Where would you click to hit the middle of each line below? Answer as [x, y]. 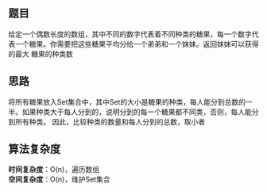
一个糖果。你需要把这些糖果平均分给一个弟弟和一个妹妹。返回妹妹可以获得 [137, 44]
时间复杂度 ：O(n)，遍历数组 [54, 170]
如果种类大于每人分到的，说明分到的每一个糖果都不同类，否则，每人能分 [140, 112]
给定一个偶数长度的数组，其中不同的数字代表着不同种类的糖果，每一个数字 [130, 34]
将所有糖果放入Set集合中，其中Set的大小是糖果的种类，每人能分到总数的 [127, 101]
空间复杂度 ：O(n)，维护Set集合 [59, 179]
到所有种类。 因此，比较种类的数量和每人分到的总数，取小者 [106, 121]
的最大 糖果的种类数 [41, 54]
